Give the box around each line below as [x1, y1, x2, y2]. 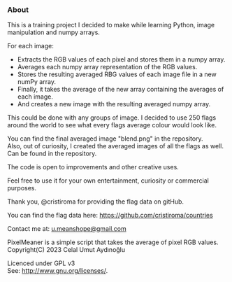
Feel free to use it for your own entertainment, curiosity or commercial [7, 176, 210, 185]
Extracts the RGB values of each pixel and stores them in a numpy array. [17, 55, 226, 64]
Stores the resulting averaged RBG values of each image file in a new [17, 70, 217, 78]
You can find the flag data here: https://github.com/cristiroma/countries [7, 211, 213, 220]
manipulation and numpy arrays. [7, 28, 100, 36]
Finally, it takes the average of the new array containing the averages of [17, 85, 224, 94]
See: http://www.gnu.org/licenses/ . [7, 267, 108, 275]
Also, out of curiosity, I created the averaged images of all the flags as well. [7, 142, 224, 150]
